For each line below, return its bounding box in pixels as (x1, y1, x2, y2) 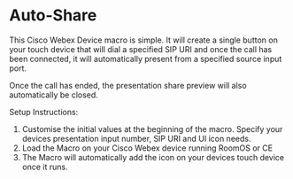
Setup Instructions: (9, 106, 79, 117)
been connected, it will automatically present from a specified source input (9, 53, 282, 64)
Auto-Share (9, 5, 97, 26)
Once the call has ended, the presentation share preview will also (9, 80, 247, 90)
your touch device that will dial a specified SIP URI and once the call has (9, 43, 273, 54)
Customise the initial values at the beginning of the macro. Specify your (21, 123, 283, 134)
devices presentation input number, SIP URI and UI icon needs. (21, 133, 251, 144)
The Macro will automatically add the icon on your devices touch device (21, 152, 285, 162)
